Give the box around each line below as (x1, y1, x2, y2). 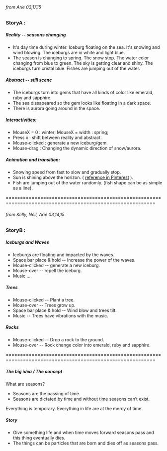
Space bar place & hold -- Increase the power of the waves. (12, 257, 136, 263)
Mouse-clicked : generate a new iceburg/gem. (12, 140, 108, 146)
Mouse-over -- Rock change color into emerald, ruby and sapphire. (12, 342, 151, 348)
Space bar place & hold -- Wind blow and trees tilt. (12, 307, 117, 313)
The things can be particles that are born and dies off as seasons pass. (12, 440, 159, 446)
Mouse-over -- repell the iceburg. (12, 268, 82, 274)
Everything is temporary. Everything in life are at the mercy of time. (5, 406, 143, 412)
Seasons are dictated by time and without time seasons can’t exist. (12, 396, 150, 402)
